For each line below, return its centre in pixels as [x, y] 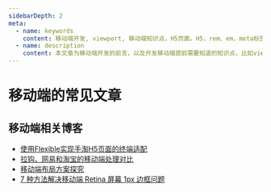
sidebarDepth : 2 [35, 16]
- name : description [50, 46]
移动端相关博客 [46, 128]
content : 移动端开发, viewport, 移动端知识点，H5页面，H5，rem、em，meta [138, 38]
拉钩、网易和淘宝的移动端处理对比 [77, 159]
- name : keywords [45, 31]
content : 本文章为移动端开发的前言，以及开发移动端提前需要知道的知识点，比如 [138, 53]
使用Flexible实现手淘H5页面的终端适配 [83, 149]
